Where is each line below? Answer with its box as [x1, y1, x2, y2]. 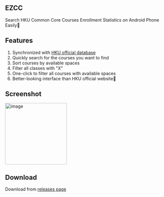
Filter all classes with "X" [12, 65, 63, 71]
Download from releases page [5, 186, 66, 192]
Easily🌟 [5, 22, 20, 28]
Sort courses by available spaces [12, 60, 80, 66]
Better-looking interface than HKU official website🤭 [12, 76, 116, 82]
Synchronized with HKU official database [12, 49, 96, 56]
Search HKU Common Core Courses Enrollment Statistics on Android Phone [5, 17, 159, 23]
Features [5, 36, 33, 45]
